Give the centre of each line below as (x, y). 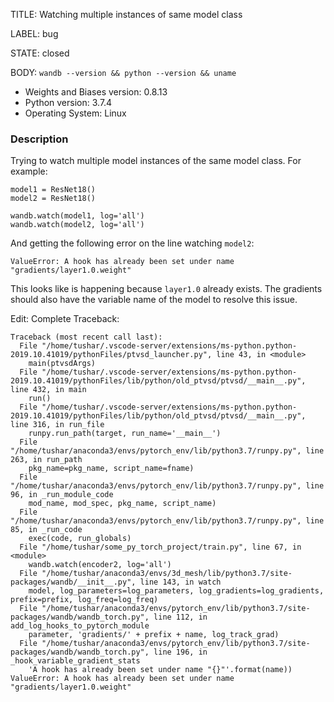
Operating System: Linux (75, 113)
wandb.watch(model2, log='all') (77, 225)
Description (39, 139)
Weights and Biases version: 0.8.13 (96, 92)
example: (29, 171)
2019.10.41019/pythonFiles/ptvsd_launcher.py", (111, 355)
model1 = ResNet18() (53, 190)
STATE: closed (40, 53)
